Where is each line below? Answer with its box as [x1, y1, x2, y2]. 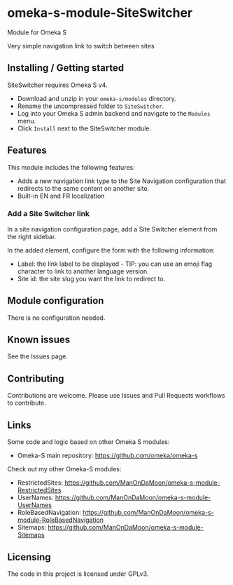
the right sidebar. [7, 232, 57, 241]
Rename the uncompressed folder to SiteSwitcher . [17, 102, 164, 110]
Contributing [7, 372, 64, 384]
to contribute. [7, 398, 47, 408]
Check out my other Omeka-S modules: [7, 465, 122, 473]
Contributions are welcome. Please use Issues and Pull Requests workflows [7, 391, 225, 400]
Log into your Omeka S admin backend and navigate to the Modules [17, 109, 211, 117]
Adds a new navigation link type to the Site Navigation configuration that [17, 177, 226, 185]
